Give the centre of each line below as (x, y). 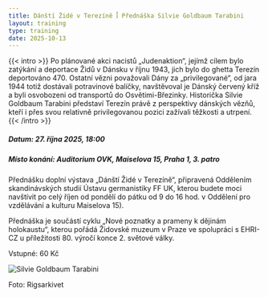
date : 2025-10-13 (37, 38)
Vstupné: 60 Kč (34, 253)
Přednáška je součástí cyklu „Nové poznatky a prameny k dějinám (117, 221)
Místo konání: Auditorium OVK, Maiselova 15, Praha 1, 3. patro (114, 159)
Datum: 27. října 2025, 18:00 (57, 139)
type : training (34, 31)
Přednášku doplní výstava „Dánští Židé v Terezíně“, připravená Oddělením (130, 179)
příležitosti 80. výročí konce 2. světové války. (100, 238)
